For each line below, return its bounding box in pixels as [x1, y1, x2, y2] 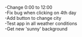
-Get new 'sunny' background [5, 26, 68, 32]
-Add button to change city [5, 15, 62, 21]
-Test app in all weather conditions [5, 20, 77, 26]
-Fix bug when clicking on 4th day [5, 10, 77, 16]
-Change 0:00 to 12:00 [5, 5, 52, 10]
